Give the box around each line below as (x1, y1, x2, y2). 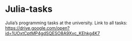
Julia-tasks (5, 3, 53, 15)
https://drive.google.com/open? (5, 25, 70, 31)
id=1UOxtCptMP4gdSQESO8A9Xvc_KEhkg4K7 (5, 30, 100, 36)
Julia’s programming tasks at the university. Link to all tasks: (5, 20, 128, 26)
